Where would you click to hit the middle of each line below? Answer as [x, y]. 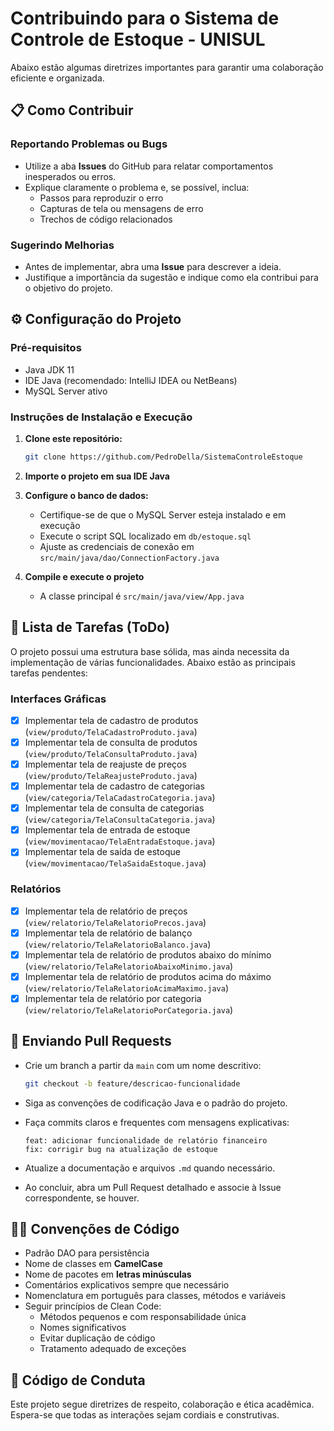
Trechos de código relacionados [106, 219]
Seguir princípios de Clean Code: [93, 1306]
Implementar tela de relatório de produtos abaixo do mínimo [148, 954]
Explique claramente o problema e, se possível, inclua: [137, 187]
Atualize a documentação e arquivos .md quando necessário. [150, 1168]
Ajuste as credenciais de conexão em [117, 546]
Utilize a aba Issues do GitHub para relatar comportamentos [149, 166]
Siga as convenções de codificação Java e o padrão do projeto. [156, 1103]
